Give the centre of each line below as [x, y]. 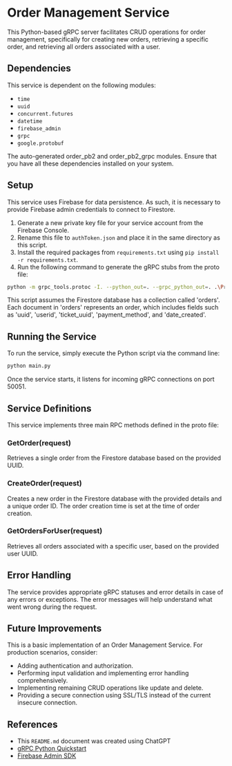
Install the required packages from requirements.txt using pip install [118, 252]
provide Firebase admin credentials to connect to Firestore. [91, 209]
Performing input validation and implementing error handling [103, 673]
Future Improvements [55, 629]
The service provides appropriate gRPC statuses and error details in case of [115, 592]
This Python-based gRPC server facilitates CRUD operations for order [106, 32]
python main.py [29, 366]
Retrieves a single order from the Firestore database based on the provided [114, 458]
